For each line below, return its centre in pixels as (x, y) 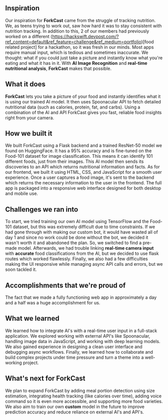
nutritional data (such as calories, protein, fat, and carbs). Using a (73, 107)
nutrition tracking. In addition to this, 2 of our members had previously (77, 31)
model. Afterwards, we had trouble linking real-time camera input (86, 248)
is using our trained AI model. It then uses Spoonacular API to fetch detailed (83, 101)
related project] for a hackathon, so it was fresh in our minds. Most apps (79, 47)
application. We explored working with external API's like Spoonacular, (78, 336)
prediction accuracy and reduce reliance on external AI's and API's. (74, 412)
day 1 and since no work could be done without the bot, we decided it (77, 238)
